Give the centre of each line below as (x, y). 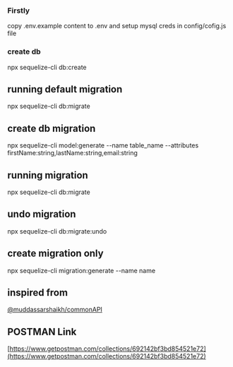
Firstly (19, 11)
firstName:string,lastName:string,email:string (72, 153)
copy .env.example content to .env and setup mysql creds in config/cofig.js (117, 26)
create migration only (55, 254)
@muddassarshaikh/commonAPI (55, 310)
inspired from (38, 293)
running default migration (65, 89)
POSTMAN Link (42, 331)
